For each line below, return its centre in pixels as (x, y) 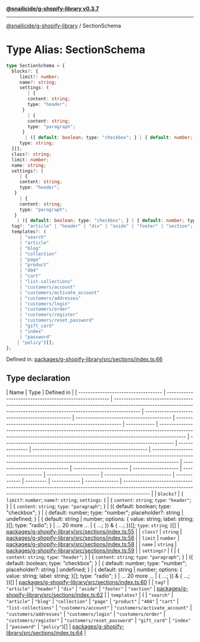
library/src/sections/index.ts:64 (45, 633)
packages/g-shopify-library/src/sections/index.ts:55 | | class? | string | (94, 532)
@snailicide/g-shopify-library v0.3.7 (53, 9)
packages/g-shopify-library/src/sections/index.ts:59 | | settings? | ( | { (93, 551)
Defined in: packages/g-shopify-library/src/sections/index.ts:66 (84, 359)
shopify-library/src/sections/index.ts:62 (54, 595)
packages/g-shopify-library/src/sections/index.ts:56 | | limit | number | (93, 538)
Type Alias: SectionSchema (76, 50)
